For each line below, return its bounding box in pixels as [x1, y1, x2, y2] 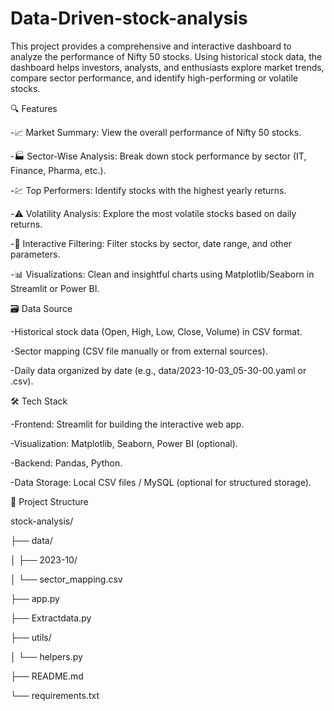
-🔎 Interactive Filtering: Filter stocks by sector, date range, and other [10, 237, 293, 249]
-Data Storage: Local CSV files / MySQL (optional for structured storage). [10, 476, 312, 488]
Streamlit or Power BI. [10, 282, 100, 294]
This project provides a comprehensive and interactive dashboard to [10, 40, 292, 52]
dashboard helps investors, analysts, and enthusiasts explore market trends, [10, 61, 325, 73]
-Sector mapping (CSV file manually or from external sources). [10, 345, 268, 357]
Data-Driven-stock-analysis [10, 7, 248, 30]
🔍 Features [10, 102, 58, 114]
